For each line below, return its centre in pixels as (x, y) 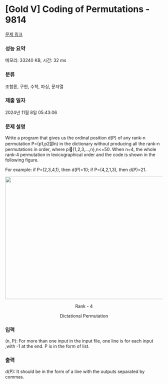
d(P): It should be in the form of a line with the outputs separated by (75, 371)
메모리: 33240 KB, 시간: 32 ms (36, 60)
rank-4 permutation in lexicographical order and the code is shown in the (80, 155)
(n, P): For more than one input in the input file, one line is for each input (79, 341)
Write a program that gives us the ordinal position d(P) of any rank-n (75, 138)
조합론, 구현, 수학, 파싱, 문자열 (34, 86)
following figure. (22, 160)
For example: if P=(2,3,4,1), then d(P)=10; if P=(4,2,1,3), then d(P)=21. (76, 170)
